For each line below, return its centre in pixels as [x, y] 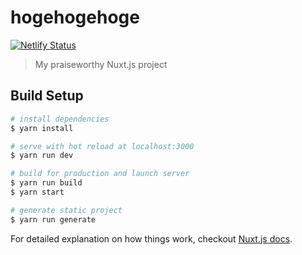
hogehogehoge [75, 17]
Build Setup [47, 96]
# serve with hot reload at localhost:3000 [102, 146]
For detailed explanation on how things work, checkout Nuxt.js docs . [151, 238]
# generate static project [66, 210]
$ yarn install [42, 128]
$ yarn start [37, 192]
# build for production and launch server [100, 174]
